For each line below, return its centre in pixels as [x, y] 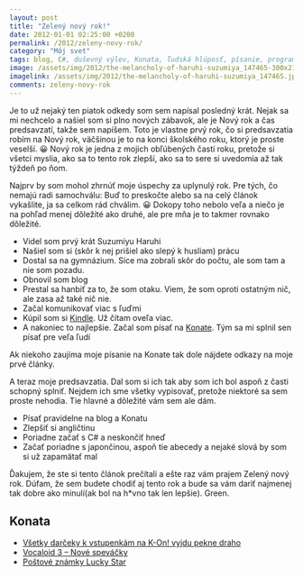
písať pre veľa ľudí [56, 337]
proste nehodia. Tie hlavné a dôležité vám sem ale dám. [113, 400]
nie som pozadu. [53, 270]
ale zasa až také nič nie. [67, 298]
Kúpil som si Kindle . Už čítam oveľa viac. [98, 317]
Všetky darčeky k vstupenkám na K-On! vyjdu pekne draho [132, 543]
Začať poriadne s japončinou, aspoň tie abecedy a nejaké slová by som [154, 446]
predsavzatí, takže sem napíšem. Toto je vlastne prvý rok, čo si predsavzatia [151, 129]
